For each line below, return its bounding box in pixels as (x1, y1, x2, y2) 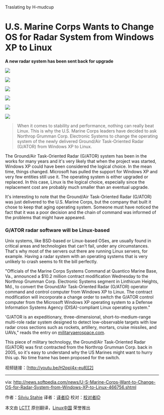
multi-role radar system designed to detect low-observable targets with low (5, 319, 157, 325)
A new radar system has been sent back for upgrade (5, 58, 114, 64)
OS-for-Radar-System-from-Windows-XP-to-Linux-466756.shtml (5, 384, 137, 391)
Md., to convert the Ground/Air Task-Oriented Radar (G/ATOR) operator (5, 284, 148, 290)
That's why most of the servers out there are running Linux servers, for (5, 248, 148, 254)
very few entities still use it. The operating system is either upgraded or (5, 174, 148, 180)
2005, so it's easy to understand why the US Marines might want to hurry (5, 349, 153, 355)
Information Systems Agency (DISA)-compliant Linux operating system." (5, 304, 150, 310)
